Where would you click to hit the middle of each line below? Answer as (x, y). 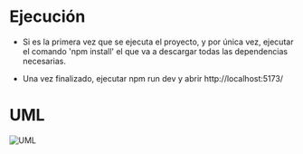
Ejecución (47, 17)
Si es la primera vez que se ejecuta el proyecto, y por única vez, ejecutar (158, 42)
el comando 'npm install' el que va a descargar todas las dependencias (155, 51)
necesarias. (44, 61)
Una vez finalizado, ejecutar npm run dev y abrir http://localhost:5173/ (152, 78)
